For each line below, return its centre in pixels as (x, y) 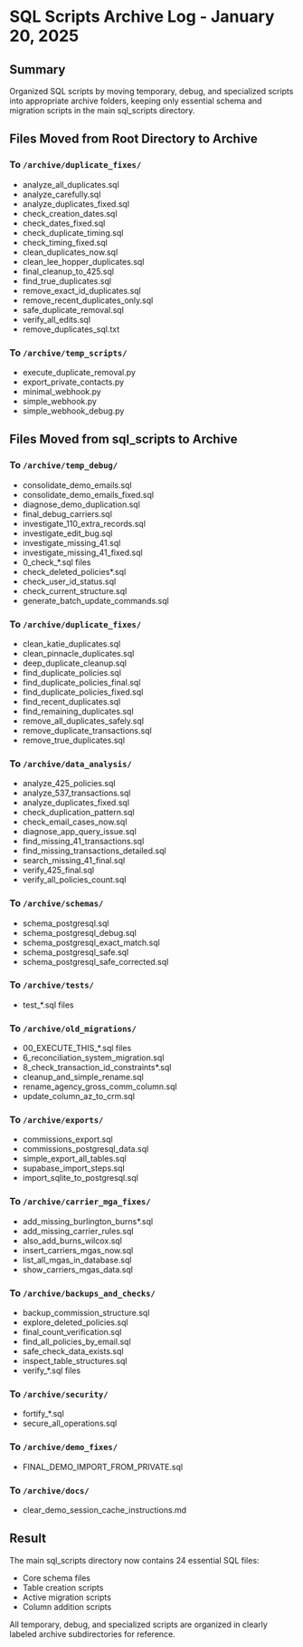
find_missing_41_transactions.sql (83, 842)
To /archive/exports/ (57, 1120)
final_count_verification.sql (72, 1332)
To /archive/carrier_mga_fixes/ (80, 1202)
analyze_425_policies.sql (69, 784)
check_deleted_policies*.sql (74, 571)
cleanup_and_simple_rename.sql (83, 1077)
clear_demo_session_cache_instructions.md (104, 1510)
